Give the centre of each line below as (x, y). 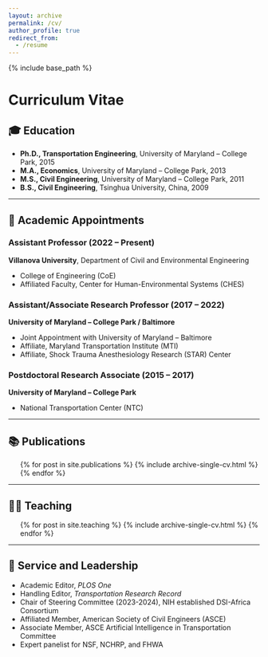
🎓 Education (42, 130)
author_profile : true (44, 30)
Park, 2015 (37, 162)
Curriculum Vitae (66, 100)
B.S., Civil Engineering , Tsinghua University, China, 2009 (114, 187)
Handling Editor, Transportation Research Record (100, 593)
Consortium (39, 610)
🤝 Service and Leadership (73, 566)
